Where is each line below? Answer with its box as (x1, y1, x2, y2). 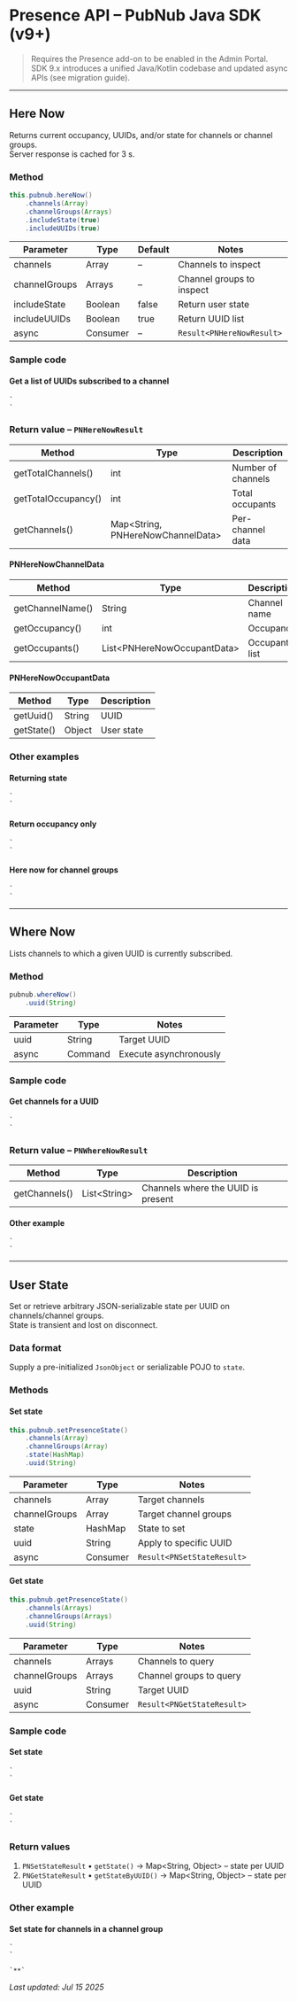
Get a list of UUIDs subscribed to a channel (9, 376, 170, 386)
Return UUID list (178, 313, 245, 325)
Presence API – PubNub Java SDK (9, 5, 262, 26)
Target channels (137, 1493, 205, 1506)
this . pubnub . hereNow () (9, 191, 93, 200)
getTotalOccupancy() (13, 492, 103, 505)
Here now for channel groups (9, 865, 119, 875)
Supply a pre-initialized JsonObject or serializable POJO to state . (9, 1361, 246, 1373)
